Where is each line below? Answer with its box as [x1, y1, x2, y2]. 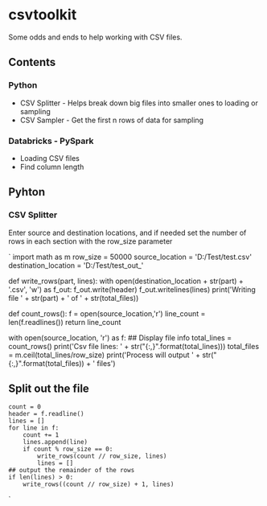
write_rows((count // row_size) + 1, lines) [23, 480, 175, 488]
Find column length [19, 162, 84, 171]
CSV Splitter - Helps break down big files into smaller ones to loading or [19, 98, 259, 108]
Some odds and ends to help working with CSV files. [8, 32, 183, 42]
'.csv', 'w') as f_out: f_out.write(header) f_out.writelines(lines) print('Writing [8, 284, 256, 294]
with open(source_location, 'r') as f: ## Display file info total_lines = [8, 332, 232, 343]
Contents [8, 56, 56, 69]
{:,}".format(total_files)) [8, 358, 84, 368]
